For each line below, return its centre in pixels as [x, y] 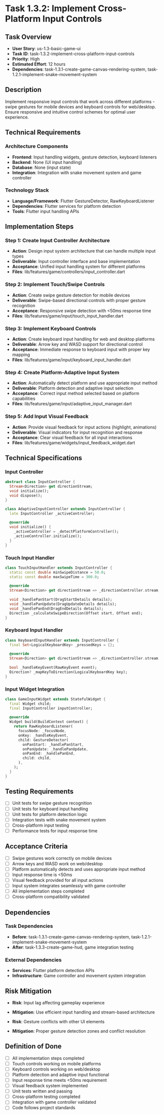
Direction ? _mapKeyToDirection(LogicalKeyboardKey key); [69, 672]
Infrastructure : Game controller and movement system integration [79, 976]
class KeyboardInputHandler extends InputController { [62, 640]
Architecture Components [37, 146]
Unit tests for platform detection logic [50, 814]
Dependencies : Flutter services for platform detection [66, 206]
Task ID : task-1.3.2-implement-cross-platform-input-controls [73, 54]
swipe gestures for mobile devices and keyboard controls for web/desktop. [81, 107]
